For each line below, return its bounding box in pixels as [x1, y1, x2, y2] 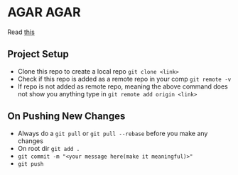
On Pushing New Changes [7, 111, 126, 123]
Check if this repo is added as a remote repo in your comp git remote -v [17, 74, 232, 83]
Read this [7, 28, 36, 36]
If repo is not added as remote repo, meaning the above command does [17, 82, 229, 91]
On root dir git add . [17, 144, 80, 152]
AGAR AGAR [7, 4, 81, 21]
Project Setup [7, 48, 70, 60]
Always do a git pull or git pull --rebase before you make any [17, 129, 208, 137]
